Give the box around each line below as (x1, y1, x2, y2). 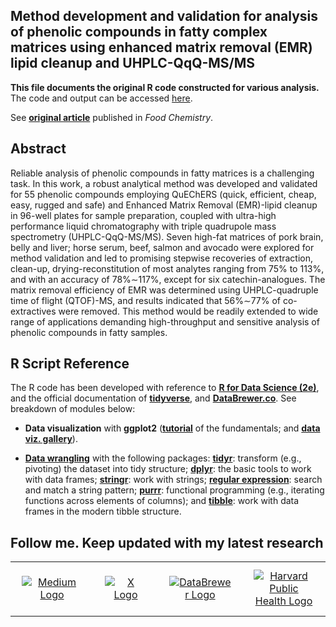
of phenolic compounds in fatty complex (10, 24, 268, 41)
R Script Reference (10, 355, 130, 373)
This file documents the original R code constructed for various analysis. (10, 81, 320, 93)
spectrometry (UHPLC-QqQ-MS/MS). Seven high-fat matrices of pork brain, (10, 230, 324, 243)
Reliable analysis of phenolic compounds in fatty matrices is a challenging (10, 167, 315, 179)
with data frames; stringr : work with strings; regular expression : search (24, 474, 323, 486)
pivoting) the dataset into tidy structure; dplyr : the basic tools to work (24, 463, 312, 475)
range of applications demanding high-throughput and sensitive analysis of (10, 315, 320, 328)
